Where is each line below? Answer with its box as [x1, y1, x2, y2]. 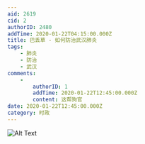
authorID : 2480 [7, 23, 52, 31]
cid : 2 [7, 17, 27, 24]
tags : [7, 43, 23, 50]
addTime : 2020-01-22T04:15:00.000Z [7, 30, 112, 38]
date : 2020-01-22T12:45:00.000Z [7, 103, 103, 110]
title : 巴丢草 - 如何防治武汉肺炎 [7, 37, 98, 44]
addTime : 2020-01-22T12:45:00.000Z [33, 89, 138, 96]
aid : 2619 [7, 10, 37, 18]
